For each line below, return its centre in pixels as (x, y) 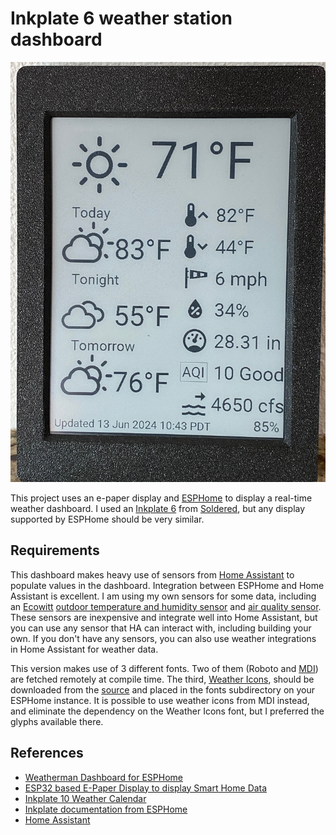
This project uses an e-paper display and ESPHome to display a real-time (161, 498)
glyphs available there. (57, 721)
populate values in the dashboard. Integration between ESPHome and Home (167, 585)
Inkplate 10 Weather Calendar (85, 798)
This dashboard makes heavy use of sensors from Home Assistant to (152, 574)
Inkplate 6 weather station (121, 18)
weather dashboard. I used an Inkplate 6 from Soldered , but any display (158, 508)
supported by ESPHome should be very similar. (107, 519)
